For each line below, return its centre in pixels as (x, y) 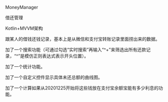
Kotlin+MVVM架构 (24, 28)
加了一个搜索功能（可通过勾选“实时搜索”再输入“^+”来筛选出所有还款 (76, 49)
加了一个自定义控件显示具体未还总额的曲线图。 (54, 77)
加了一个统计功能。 (25, 67)
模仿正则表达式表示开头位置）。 (57, 56)
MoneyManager (22, 7)
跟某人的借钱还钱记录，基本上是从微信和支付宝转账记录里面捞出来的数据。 (82, 39)
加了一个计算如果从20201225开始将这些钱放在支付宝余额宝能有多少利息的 (82, 88)
